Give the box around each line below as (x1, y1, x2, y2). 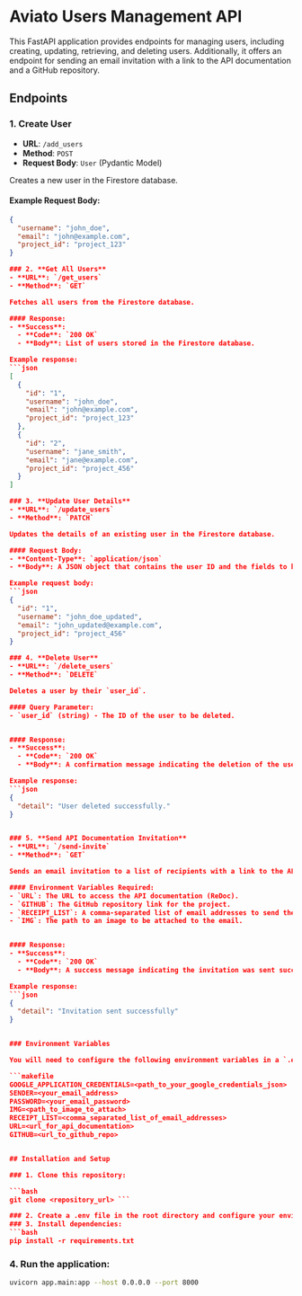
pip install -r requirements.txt (9, 1237, 135, 1246)
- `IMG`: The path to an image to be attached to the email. (9, 917, 244, 926)
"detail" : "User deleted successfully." (17, 802, 171, 811)
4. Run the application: (9, 1257, 111, 1270)
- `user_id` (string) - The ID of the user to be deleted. (9, 711, 235, 720)
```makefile (9, 1071, 54, 1080)
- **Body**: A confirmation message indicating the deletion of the (17, 760, 280, 769)
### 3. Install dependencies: (9, 1220, 123, 1229)
